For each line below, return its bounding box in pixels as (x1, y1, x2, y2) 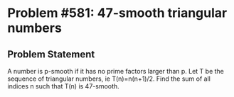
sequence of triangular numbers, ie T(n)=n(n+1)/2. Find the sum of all (7, 74, 211, 83)
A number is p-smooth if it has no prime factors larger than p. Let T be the (7, 67, 224, 75)
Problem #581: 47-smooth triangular (7, 5, 228, 21)
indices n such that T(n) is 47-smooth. (7, 82, 119, 90)
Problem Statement (7, 48, 95, 60)
